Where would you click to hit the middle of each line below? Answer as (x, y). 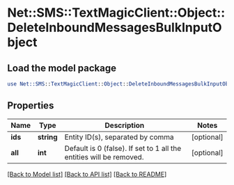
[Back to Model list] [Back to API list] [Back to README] (87, 174)
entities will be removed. (104, 156)
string (47, 137)
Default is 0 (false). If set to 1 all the (123, 148)
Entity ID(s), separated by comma (119, 137)
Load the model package (62, 68)
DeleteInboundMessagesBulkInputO (115, 27)
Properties (31, 106)
